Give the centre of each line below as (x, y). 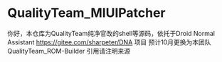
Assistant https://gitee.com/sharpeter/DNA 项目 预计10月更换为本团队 (109, 42)
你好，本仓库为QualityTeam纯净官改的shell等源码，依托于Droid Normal (111, 33)
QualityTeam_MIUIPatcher (86, 13)
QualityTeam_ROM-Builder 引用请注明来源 (69, 51)
